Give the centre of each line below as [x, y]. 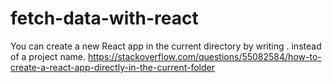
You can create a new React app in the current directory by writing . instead [166, 46]
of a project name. [48, 56]
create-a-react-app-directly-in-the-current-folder [112, 67]
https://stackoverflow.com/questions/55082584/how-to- [204, 56]
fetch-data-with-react [104, 18]
